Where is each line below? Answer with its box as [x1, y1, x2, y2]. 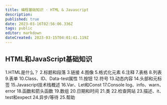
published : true [5, 16, 39, 21]
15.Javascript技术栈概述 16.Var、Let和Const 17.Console [11, 81, 125, 87]
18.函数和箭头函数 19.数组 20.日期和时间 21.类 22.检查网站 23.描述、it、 [17, 88, 164, 94]
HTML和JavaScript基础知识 [5, 55, 93, 63]
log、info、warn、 [125, 81, 164, 87]
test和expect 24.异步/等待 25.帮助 [5, 94, 75, 100]
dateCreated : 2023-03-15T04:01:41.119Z [5, 35, 89, 40]
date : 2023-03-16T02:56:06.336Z [5, 21, 73, 26]
